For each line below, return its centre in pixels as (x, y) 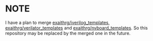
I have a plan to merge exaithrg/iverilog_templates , (57, 22)
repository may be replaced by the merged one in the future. (68, 33)
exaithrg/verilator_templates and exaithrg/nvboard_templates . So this (76, 27)
